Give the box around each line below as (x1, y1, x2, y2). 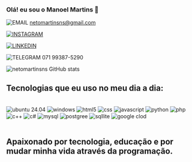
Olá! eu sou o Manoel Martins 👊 (6, 5, 99, 14)
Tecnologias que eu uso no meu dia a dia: (6, 83, 164, 93)
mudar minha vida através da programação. (6, 146, 173, 156)
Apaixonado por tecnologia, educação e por (6, 136, 174, 146)
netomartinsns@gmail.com (29, 19, 96, 26)
